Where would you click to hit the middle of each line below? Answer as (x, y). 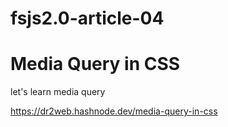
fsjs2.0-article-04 (87, 18)
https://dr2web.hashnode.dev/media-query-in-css (114, 111)
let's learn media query (58, 92)
